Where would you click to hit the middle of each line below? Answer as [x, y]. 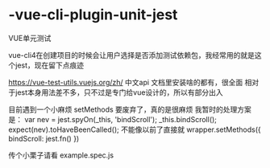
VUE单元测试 [30, 38]
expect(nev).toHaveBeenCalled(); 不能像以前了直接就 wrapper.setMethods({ [135, 129]
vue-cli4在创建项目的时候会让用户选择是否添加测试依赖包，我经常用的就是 [132, 55]
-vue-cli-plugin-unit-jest [93, 15]
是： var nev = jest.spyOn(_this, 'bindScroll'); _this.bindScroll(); [113, 119]
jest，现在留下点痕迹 [50, 65]
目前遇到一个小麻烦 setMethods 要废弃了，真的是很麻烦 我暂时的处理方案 [130, 109]
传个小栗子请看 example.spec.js [61, 155]
